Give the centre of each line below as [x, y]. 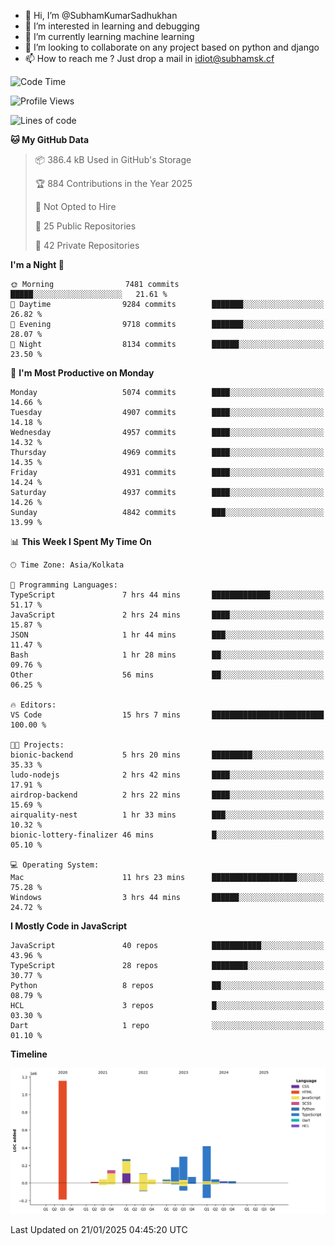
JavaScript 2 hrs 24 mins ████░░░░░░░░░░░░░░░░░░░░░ [167, 615]
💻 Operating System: [55, 865]
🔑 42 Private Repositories [87, 245]
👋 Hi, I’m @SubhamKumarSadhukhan [101, 15]
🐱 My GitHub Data [50, 139]
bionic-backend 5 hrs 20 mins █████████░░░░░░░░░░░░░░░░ [167, 755]
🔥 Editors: [33, 705]
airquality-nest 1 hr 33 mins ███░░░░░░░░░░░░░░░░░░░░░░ [167, 815]
